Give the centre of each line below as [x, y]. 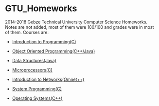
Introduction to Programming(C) [44, 41]
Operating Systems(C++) [37, 98]
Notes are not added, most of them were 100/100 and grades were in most [79, 27]
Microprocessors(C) [32, 70]
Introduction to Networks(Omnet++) [48, 79]
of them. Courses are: [27, 32]
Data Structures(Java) [34, 60]
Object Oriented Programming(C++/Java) [53, 51]
